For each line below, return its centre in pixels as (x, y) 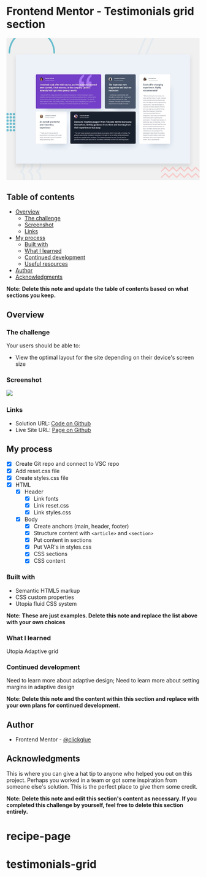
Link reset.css (51, 505)
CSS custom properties (45, 597)
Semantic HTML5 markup (48, 590)
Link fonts (46, 498)
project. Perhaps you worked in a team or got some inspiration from (92, 780)
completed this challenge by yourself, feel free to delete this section (95, 805)
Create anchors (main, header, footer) (81, 526)
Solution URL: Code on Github (53, 423)
